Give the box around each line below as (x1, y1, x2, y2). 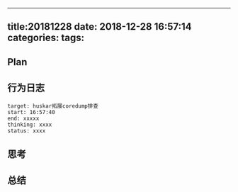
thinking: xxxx (7, 121, 52, 128)
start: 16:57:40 (7, 108, 55, 115)
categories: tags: (7, 32, 85, 44)
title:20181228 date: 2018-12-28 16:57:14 (7, 21, 193, 33)
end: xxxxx (7, 115, 40, 122)
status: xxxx (7, 127, 46, 135)
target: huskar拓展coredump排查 (7, 102, 99, 110)
